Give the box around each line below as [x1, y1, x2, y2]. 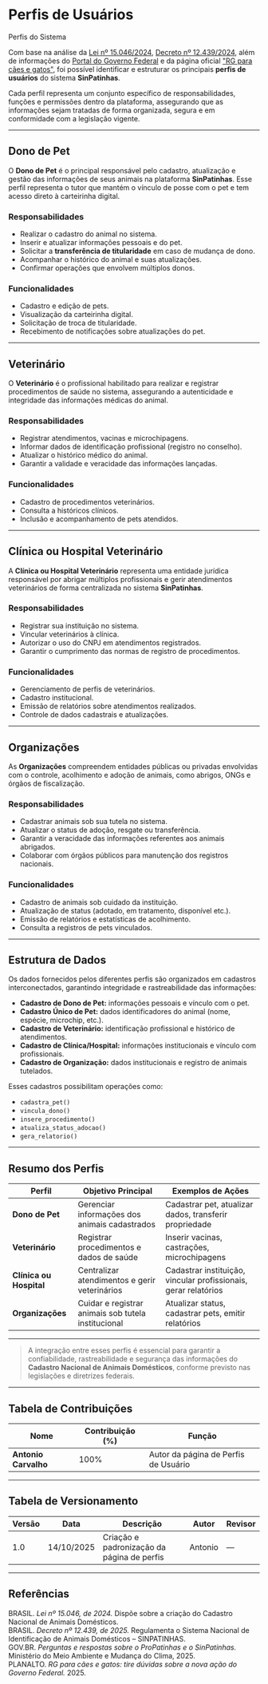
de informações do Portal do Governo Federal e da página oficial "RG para [8, 56, 253, 65]
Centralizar [77, 1265, 120, 1276]
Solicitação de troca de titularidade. [19, 318, 137, 328]
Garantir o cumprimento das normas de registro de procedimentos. [19, 646, 241, 656]
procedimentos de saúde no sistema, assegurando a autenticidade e [8, 387, 234, 397]
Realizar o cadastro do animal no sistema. [19, 229, 157, 239]
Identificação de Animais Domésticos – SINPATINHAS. [8, 1634, 186, 1643]
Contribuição [85, 1425, 136, 1436]
